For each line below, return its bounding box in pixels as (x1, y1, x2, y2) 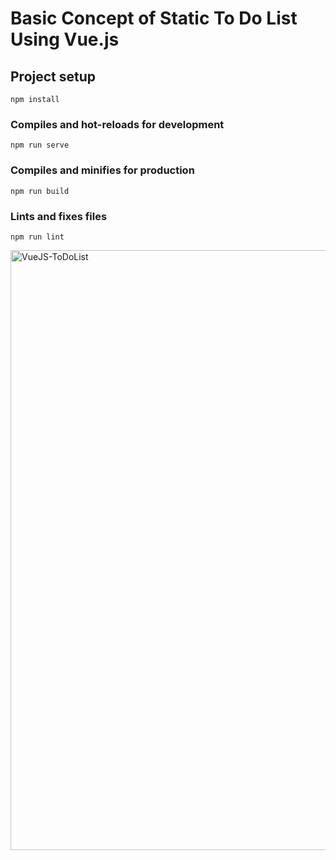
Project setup (10, 68, 97, 85)
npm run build (10, 186, 70, 196)
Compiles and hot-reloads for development (10, 117, 225, 131)
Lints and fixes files (10, 209, 108, 223)
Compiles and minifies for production (10, 163, 195, 177)
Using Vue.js (10, 28, 120, 51)
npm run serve (10, 140, 70, 151)
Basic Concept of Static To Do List (10, 7, 298, 30)
